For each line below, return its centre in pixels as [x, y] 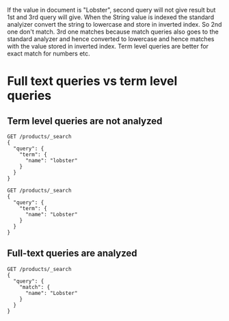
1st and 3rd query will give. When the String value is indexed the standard [110, 17]
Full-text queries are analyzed [72, 254]
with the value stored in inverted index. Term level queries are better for [108, 46]
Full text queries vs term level [92, 81]
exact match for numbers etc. [49, 53]
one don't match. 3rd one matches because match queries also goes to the [113, 31]
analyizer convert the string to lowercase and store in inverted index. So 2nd [114, 24]
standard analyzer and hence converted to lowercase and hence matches [111, 39]
